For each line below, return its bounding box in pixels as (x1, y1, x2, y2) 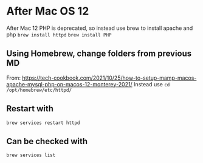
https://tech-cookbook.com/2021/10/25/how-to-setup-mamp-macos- (22, 74, 197, 81)
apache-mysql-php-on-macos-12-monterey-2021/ (6, 80, 132, 88)
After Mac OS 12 (6, 4, 89, 18)
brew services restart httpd (6, 120, 80, 126)
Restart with (6, 103, 53, 114)
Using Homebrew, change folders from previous (6, 49, 192, 59)
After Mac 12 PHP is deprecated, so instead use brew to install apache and (6, 24, 193, 32)
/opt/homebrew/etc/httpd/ (6, 87, 72, 93)
